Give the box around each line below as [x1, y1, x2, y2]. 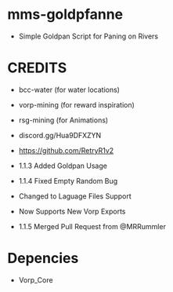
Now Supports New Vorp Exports [18, 206, 126, 216]
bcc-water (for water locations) [18, 85, 121, 94]
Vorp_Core [18, 275, 53, 284]
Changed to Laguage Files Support [18, 191, 132, 201]
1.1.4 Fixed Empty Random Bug [18, 176, 118, 185]
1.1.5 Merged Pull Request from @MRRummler [18, 221, 166, 231]
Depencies [7, 250, 79, 268]
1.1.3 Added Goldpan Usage [18, 161, 107, 170]
